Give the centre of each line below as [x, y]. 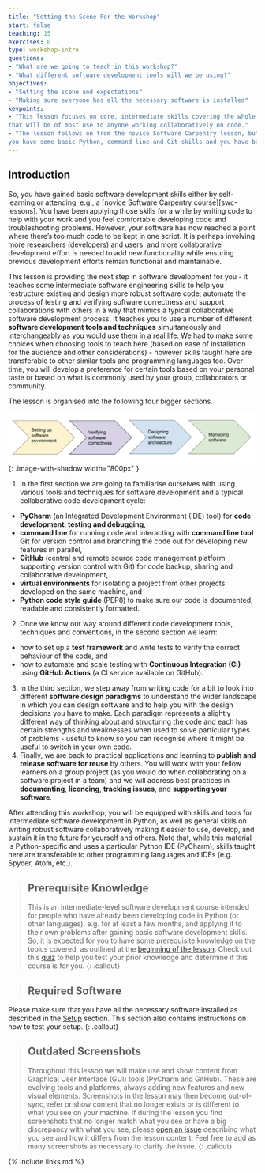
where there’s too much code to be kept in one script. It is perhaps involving [132, 236]
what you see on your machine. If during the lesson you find [125, 1112]
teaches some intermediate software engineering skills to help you [116, 285]
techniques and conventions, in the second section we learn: [118, 632]
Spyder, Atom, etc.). [41, 863]
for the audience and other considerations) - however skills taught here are [130, 352]
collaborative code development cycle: [82, 501]
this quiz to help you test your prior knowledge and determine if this [138, 958]
